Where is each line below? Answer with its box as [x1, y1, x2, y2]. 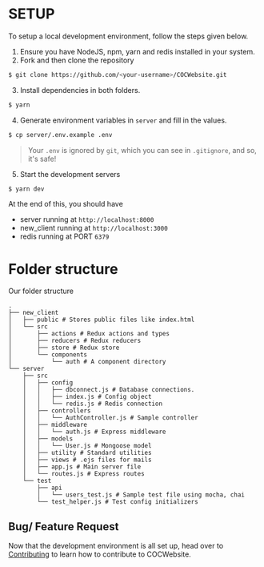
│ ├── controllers [22, 407, 91, 415]
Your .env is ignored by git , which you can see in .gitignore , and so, [27, 145, 258, 155]
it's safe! [27, 154, 57, 163]
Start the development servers [19, 169, 121, 179]
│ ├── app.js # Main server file [22, 463, 142, 471]
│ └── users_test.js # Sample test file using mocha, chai [37, 491, 246, 499]
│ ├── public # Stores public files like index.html [8, 316, 195, 324]
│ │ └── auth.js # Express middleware [22, 428, 166, 436]
